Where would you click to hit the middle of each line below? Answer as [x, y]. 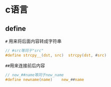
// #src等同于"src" [24, 50]
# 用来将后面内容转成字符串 [33, 41]
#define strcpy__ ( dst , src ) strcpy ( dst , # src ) [56, 55]
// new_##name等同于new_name [35, 75]
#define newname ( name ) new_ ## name [45, 79]
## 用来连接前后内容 [25, 65]
